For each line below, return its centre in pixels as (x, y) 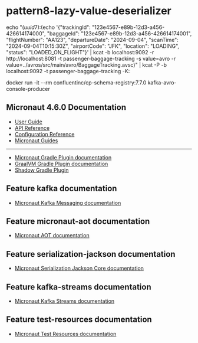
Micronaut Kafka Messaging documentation (68, 202)
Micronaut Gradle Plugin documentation (63, 157)
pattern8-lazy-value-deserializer (89, 11)
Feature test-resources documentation (79, 320)
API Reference (32, 128)
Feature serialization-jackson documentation (91, 254)
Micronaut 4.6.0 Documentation (66, 107)
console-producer (28, 89)
